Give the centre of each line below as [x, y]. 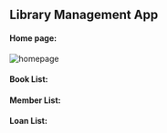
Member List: [35, 100]
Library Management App [84, 15]
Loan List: [29, 121]
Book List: [29, 79]
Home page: [33, 38]
